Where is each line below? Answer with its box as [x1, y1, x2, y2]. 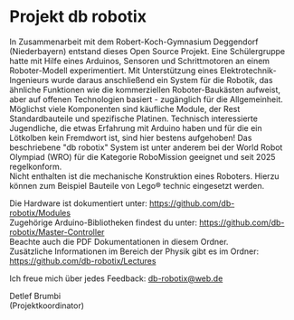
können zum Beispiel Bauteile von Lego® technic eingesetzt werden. [9, 180, 265, 191]
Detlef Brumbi [9, 290, 62, 301]
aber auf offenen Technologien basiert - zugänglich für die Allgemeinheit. [9, 93, 283, 105]
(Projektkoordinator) [9, 300, 84, 311]
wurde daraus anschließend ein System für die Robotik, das [51, 74, 273, 85]
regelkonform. [9, 161, 62, 172]
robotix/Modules [9, 207, 71, 218]
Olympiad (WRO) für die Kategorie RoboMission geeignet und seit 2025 [9, 151, 276, 162]
